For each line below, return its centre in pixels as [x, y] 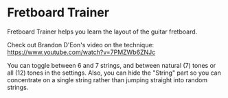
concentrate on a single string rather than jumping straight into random [107, 79]
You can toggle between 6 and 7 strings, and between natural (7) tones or [112, 65]
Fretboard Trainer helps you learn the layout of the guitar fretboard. [102, 32]
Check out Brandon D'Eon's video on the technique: [81, 45]
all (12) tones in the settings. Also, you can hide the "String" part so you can [114, 73]
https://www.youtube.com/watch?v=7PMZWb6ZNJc [81, 52]
